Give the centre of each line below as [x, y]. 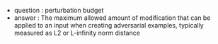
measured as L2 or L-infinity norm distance [77, 33]
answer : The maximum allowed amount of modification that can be [112, 18]
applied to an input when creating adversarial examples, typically [109, 25]
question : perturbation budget [59, 10]
